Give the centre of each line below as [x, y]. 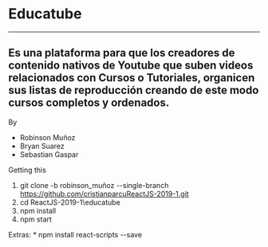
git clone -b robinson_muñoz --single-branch [94, 185]
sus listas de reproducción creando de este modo [134, 90]
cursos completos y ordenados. [89, 103]
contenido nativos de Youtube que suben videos [131, 66]
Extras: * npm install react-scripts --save [75, 234]
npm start [35, 219]
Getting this [27, 170]
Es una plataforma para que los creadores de [122, 53]
